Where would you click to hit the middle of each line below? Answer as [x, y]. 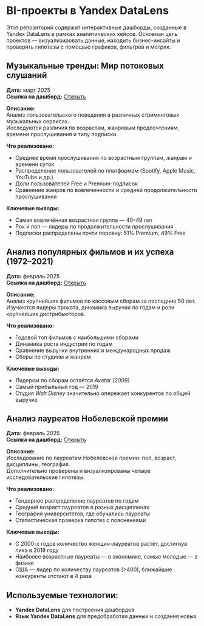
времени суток [35, 164]
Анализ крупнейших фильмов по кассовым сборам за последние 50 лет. [101, 301]
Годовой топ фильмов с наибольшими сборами [77, 337]
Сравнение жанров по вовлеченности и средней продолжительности [106, 190]
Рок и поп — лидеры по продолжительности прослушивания [94, 226]
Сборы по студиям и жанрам [53, 357]
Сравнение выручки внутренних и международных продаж [93, 350]
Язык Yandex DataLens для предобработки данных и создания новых [106, 616]
